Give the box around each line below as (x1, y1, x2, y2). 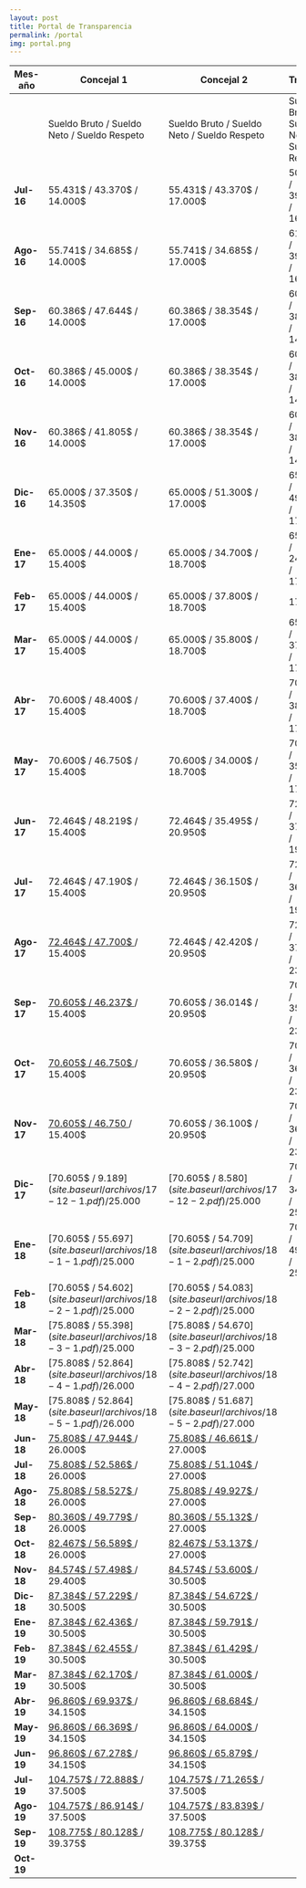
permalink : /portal (9, 30, 84, 39)
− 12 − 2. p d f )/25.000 (168, 1195, 261, 1208)
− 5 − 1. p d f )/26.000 (47, 1417, 135, 1430)
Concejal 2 (199, 74, 249, 87)
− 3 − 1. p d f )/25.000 (47, 1342, 135, 1355)
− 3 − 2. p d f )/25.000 (168, 1342, 255, 1355)
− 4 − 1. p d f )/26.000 (47, 1379, 135, 1392)
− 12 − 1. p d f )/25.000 (47, 1195, 141, 1208)
